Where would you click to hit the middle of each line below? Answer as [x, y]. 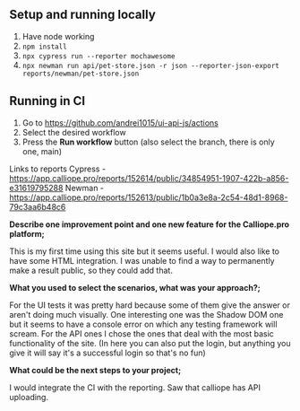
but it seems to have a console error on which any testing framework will [143, 324]
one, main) [42, 151]
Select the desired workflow [74, 132]
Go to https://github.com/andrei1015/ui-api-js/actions [120, 122]
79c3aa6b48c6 [38, 206]
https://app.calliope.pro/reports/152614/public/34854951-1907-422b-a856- [149, 178]
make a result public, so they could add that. [91, 270]
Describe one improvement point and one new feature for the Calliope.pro [149, 224]
